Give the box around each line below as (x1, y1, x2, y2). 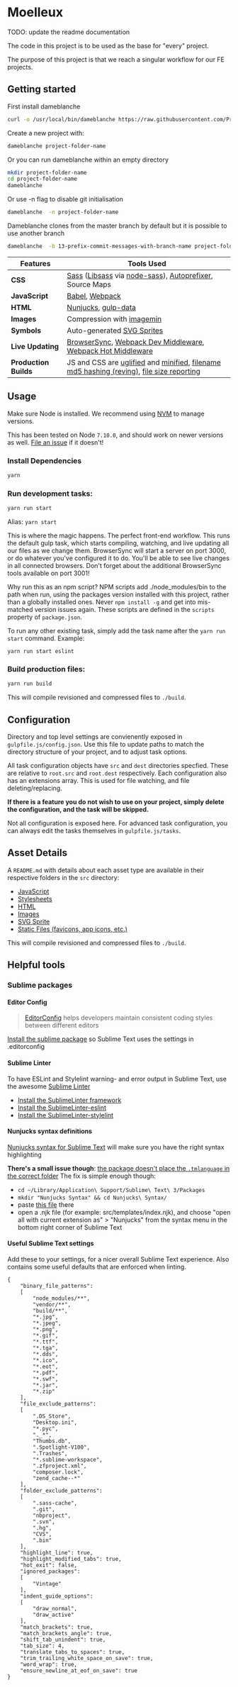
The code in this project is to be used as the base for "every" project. (7, 41, 209, 50)
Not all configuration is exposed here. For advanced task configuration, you (7, 819, 228, 828)
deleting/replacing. (7, 784, 62, 793)
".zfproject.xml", (33, 1462, 87, 1469)
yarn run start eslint (7, 648, 74, 655)
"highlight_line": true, (20, 1549, 93, 1557)
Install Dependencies (7, 455, 82, 465)
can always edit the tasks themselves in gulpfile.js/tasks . (7, 827, 181, 835)
